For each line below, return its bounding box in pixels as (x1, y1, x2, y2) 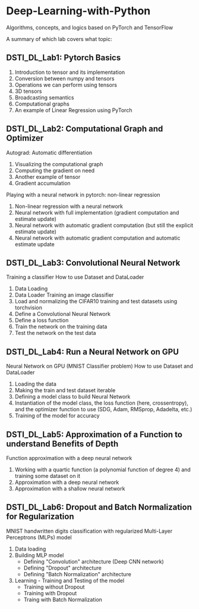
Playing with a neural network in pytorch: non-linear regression (6, 191, 160, 198)
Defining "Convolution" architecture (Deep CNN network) (23, 558, 165, 565)
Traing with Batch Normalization (23, 596, 103, 603)
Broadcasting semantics (14, 94, 74, 101)
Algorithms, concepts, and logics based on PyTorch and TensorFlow (6, 24, 173, 31)
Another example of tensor (14, 173, 81, 180)
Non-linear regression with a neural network (14, 203, 124, 210)
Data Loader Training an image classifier (14, 291, 114, 299)
